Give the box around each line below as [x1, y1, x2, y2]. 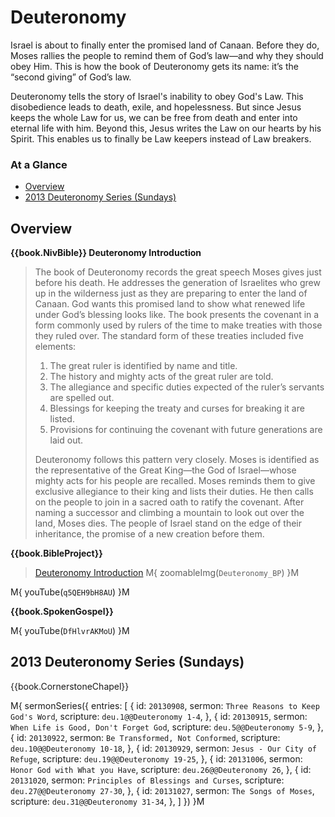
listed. [49, 413, 75, 425]
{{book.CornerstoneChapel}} [10, 680, 130, 692]
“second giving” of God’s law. [10, 71, 132, 83]
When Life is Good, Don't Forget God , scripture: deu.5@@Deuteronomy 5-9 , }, [10, 721, 324, 733]
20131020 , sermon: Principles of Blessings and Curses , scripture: [10, 774, 285, 786]
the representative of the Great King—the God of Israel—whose [34, 464, 297, 476]
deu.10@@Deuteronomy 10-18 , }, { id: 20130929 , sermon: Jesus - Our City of [10, 742, 317, 754]
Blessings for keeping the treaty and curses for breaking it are [49, 402, 305, 415]
